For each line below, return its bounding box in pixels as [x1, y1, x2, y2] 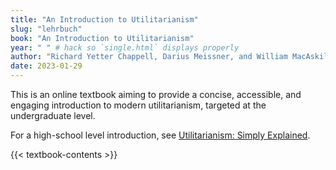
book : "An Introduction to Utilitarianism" [10, 33, 195, 43]
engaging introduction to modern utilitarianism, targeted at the [10, 99, 267, 111]
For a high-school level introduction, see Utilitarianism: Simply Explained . [10, 129, 311, 141]
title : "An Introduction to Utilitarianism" [10, 14, 199, 25]
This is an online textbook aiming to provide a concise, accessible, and [10, 89, 302, 100]
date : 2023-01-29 [10, 61, 83, 71]
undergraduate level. [10, 110, 96, 121]
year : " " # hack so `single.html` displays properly [10, 42, 240, 53]
